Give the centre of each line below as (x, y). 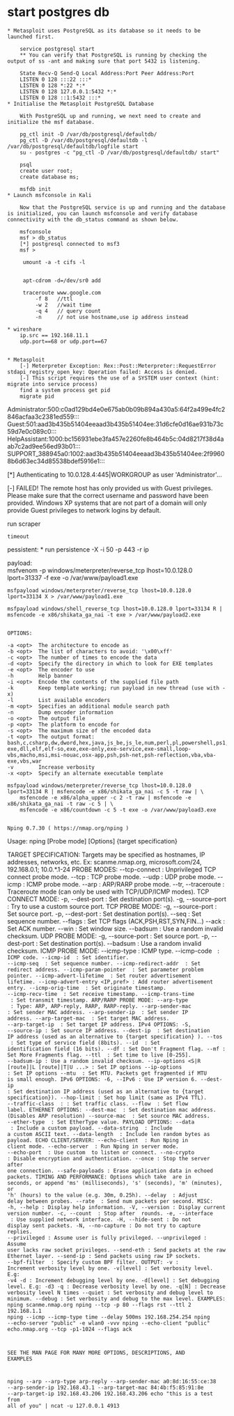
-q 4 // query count (68, 311)
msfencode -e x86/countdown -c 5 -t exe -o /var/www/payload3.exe (118, 810)
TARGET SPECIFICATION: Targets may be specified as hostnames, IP (106, 855)
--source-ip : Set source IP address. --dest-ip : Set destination (109, 1030)
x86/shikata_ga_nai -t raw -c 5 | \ (60, 804)
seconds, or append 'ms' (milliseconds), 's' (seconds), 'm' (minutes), (115, 1183)
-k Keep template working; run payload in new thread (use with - (117, 688)
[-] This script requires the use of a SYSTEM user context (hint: (119, 378)
